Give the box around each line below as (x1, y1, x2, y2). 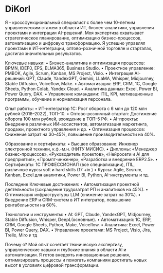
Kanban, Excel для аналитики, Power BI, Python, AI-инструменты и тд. (5, 172, 149, 178)
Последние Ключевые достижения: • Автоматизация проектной (5, 181, 140, 187)
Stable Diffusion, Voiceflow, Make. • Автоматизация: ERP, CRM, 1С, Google (5, 80, 157, 86)
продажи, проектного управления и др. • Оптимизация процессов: (5, 126, 145, 132)
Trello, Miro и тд (5, 232, 37, 238)
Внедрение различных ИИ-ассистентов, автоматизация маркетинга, (5, 121, 148, 127)
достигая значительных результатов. (5, 50, 82, 56)
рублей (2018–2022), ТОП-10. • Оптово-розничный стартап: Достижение (5, 110, 157, 116)
